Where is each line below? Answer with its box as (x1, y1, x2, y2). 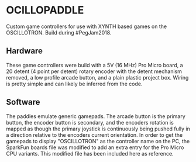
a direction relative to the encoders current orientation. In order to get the (6, 131, 183, 138)
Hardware (6, 46, 43, 56)
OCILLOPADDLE (6, 4, 84, 17)
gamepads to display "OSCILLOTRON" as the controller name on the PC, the (6, 137, 190, 144)
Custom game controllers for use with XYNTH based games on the (6, 23, 167, 30)
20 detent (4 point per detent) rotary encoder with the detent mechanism (6, 68, 183, 75)
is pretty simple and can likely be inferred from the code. (6, 80, 143, 87)
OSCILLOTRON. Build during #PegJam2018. (6, 29, 112, 36)
